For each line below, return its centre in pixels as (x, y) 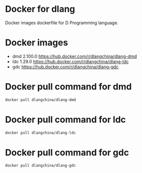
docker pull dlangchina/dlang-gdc (41, 166)
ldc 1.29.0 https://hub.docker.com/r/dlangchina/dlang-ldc (71, 61)
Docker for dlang (40, 9)
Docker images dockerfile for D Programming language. (62, 23)
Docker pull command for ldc (66, 120)
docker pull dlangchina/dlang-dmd (41, 100)
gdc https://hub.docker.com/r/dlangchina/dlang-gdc (65, 67)
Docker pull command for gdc (67, 153)
